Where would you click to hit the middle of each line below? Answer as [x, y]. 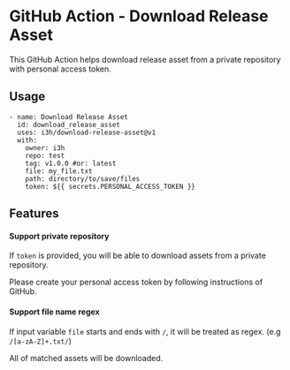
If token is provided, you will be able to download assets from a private [138, 256]
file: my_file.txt [59, 171]
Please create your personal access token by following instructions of [136, 282]
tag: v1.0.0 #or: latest [71, 163]
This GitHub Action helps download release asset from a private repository [145, 59]
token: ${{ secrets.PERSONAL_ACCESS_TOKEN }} [111, 186]
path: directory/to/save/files [83, 178]
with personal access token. [61, 69]
